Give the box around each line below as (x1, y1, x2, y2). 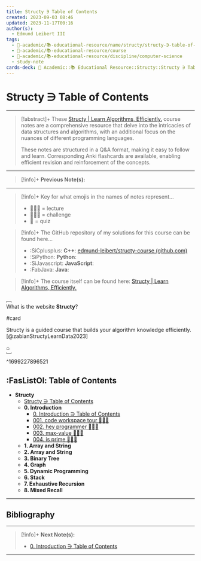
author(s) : (6, 25, 33, 32)
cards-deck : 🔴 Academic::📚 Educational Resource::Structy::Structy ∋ (6, 64, 185, 71)
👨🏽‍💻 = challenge (29, 211, 71, 218)
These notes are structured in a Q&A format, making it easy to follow (20, 146, 190, 153)
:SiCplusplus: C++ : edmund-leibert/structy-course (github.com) (29, 247, 188, 254)
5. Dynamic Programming (23, 468, 89, 475)
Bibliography (6, 510, 55, 520)
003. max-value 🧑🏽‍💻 (32, 429, 84, 437)
